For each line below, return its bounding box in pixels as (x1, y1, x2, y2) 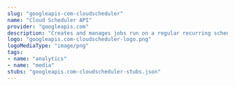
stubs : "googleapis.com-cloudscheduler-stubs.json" (7, 68, 161, 75)
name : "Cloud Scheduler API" (7, 17, 92, 24)
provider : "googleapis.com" (7, 23, 90, 30)
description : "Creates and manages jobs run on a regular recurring (7, 29, 211, 37)
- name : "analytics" (7, 55, 68, 62)
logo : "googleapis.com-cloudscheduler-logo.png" (7, 36, 152, 43)
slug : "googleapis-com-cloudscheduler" (7, 10, 124, 17)
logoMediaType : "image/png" (7, 42, 90, 49)
